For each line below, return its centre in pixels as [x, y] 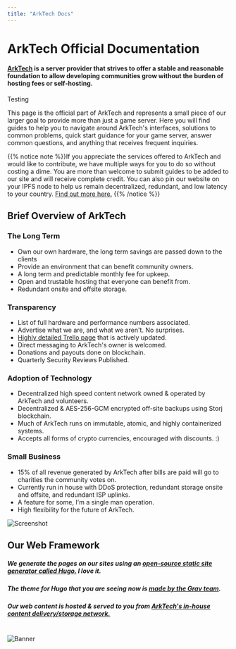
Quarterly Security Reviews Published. [73, 360]
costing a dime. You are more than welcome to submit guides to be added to [118, 172]
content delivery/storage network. [59, 614]
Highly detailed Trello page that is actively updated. [92, 338]
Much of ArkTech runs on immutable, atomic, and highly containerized [119, 424]
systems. [31, 431]
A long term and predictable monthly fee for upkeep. [94, 274]
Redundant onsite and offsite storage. [72, 289]
